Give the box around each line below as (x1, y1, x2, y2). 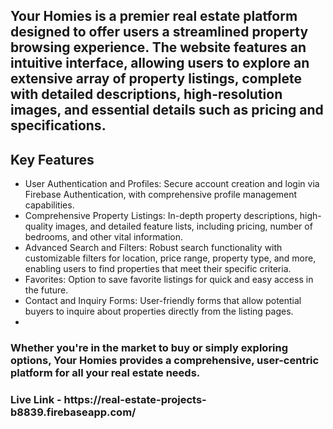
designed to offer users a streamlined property (10, 24, 309, 41)
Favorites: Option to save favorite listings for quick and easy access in (24, 274, 314, 286)
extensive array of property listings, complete (10, 70, 303, 88)
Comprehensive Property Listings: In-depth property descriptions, (24, 210, 298, 222)
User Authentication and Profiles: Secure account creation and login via (24, 178, 320, 190)
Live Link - (10, 393, 62, 407)
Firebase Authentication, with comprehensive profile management (24, 189, 298, 201)
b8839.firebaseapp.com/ (10, 405, 137, 419)
